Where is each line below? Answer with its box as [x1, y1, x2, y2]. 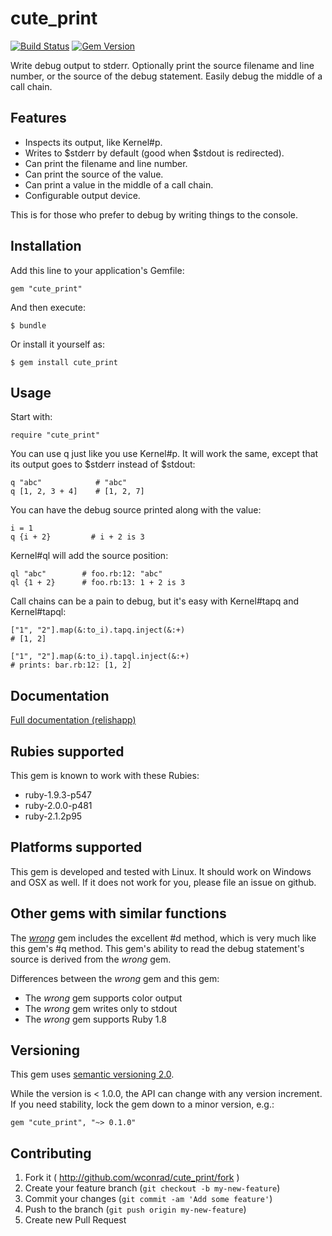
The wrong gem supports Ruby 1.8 [24, 1013, 167, 1025]
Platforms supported [10, 839, 143, 856]
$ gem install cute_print [10, 357, 118, 367]
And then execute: [10, 301, 86, 313]
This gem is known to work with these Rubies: [10, 770, 200, 781]
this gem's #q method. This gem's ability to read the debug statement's [10, 942, 305, 954]
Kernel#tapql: [10, 606, 67, 618]
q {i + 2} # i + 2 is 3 [10, 532, 145, 542]
